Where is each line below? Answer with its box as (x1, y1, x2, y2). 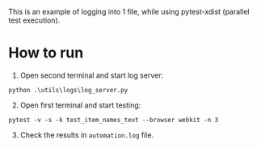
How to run (8, 44, 84, 62)
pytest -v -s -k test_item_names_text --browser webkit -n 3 (8, 116, 219, 124)
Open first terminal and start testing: (19, 100, 141, 110)
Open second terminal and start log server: (19, 70, 164, 80)
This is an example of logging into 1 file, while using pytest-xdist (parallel (8, 7, 250, 16)
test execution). (8, 15, 61, 25)
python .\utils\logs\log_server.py (8, 86, 128, 94)
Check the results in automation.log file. (19, 129, 154, 140)
